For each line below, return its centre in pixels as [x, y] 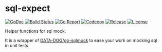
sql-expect [27, 8]
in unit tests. [17, 45]
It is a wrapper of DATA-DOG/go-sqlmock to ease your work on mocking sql [81, 40]
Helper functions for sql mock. [36, 31]
